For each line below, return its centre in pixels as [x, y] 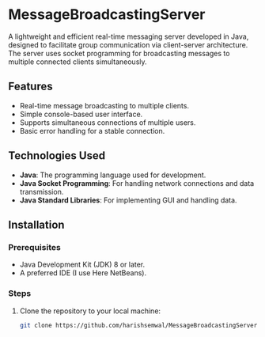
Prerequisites [34, 247]
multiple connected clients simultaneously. [78, 62]
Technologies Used [57, 156]
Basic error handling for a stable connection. [92, 131]
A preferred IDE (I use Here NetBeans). [83, 273]
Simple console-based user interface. [81, 114]
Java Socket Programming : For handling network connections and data [137, 183]
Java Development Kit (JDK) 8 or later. [82, 265]
